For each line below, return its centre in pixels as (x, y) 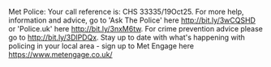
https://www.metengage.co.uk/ (60, 54)
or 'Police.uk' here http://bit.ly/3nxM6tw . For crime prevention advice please (136, 29)
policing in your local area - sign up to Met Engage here (101, 46)
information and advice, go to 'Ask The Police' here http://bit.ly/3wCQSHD (132, 20)
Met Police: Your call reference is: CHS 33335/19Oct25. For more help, (127, 12)
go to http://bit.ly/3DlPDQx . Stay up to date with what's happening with (127, 37)
